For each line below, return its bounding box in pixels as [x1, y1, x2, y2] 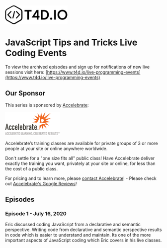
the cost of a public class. [5, 166, 58, 172]
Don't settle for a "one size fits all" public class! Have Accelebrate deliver [5, 155, 155, 162]
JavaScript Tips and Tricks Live [5, 37, 138, 48]
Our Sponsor [5, 89, 46, 97]
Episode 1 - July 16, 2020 [5, 210, 67, 217]
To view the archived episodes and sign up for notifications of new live [5, 64, 150, 70]
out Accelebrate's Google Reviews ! [5, 181, 77, 187]
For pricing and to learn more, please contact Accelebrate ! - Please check [5, 175, 157, 181]
